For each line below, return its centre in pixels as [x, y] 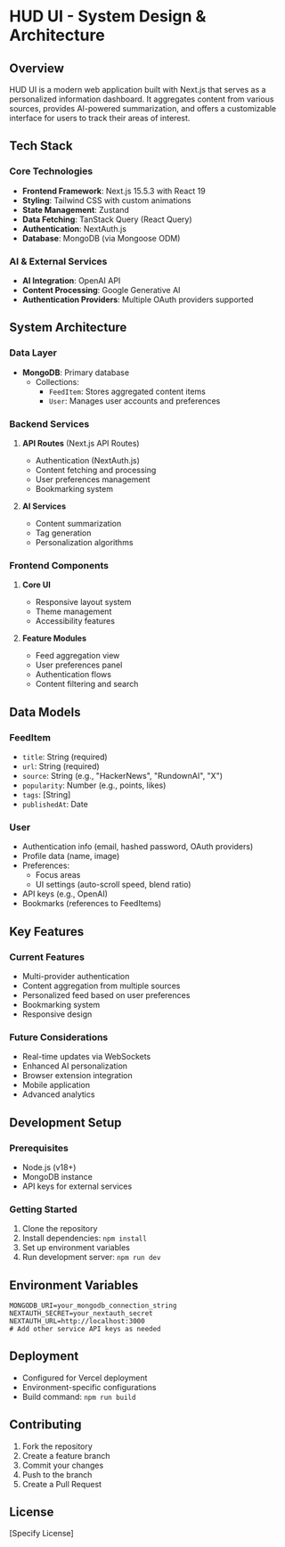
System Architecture [68, 327]
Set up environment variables [76, 1248]
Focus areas [58, 875]
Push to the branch [57, 1474]
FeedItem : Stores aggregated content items [127, 391]
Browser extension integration [77, 1076]
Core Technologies [51, 171]
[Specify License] [41, 1534]
